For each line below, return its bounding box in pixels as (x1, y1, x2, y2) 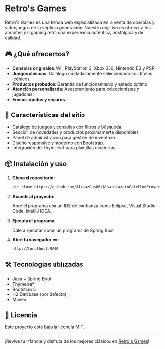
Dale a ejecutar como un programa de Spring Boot (12, 227, 114, 233)
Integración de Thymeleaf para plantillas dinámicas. (12, 145, 117, 150)
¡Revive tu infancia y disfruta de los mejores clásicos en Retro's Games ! (5, 338, 150, 344)
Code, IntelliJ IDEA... (12, 208, 54, 214)
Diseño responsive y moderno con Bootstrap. (12, 140, 104, 145)
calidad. (5, 35, 21, 41)
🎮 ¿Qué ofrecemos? (5, 50, 70, 58)
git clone (12, 185, 33, 190)
